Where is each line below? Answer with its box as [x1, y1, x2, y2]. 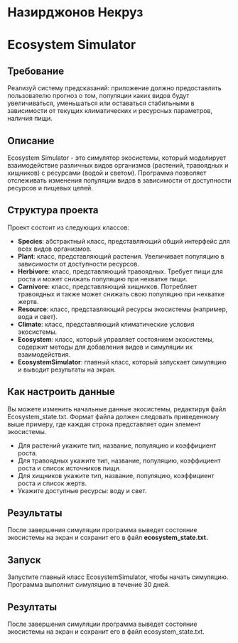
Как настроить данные [7, 386, 115, 398]
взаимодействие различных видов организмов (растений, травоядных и [7, 161, 229, 169]
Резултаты [7, 601, 58, 613]
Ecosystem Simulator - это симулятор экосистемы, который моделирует [7, 153, 227, 162]
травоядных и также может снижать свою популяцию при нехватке [17, 289, 225, 298]
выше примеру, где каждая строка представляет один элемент [7, 420, 201, 428]
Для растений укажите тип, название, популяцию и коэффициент [17, 441, 217, 450]
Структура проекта [7, 204, 99, 217]
